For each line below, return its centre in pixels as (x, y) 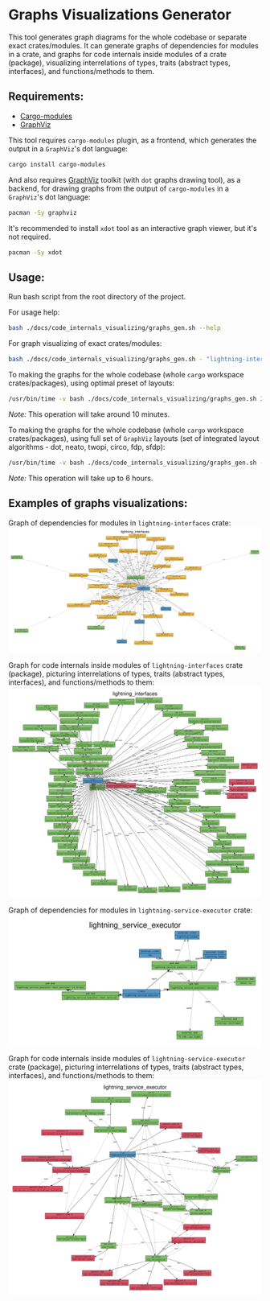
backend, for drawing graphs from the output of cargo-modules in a (119, 188)
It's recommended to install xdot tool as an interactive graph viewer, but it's (133, 228)
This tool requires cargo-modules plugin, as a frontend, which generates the (133, 140)
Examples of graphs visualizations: (98, 503)
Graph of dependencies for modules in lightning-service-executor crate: (131, 910)
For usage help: (34, 312)
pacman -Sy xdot (35, 252)
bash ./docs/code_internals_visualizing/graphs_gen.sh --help (115, 328)
